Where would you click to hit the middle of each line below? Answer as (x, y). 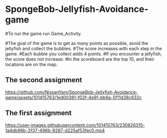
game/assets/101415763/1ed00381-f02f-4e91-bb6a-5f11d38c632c (73, 97)
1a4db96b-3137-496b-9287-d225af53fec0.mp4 (55, 130)
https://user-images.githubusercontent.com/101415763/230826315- (75, 125)
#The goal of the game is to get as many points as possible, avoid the (77, 43)
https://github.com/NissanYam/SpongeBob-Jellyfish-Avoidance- (72, 92)
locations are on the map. (31, 64)
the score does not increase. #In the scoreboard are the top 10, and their (80, 59)
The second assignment (44, 80)
